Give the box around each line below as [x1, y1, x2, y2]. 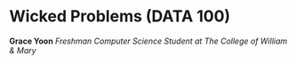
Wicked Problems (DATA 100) [9, 6, 231, 27]
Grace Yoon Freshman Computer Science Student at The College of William [9, 36, 288, 46]
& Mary [9, 44, 37, 55]
